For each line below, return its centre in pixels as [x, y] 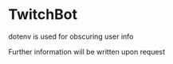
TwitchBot [43, 15]
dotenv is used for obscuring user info [71, 36]
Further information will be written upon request [87, 51]
